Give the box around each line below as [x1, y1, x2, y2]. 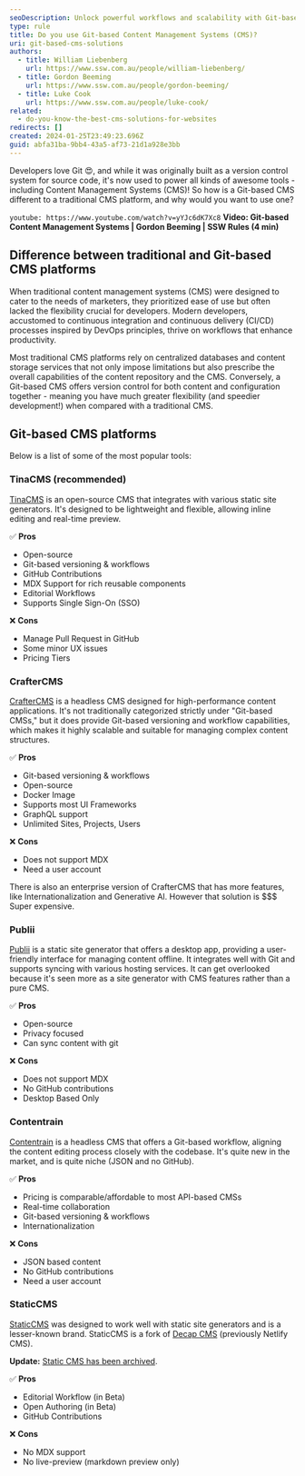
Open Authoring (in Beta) [22, 1401, 116, 1411]
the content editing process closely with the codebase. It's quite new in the [9, 1146, 290, 1157]
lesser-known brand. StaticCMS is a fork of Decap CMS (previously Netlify [9, 1328, 289, 1339]
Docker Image [22, 789, 75, 800]
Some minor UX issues [22, 643, 108, 653]
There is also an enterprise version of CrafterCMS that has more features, [9, 881, 285, 892]
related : [9, 106, 43, 115]
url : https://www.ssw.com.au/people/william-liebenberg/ [25, 65, 246, 74]
